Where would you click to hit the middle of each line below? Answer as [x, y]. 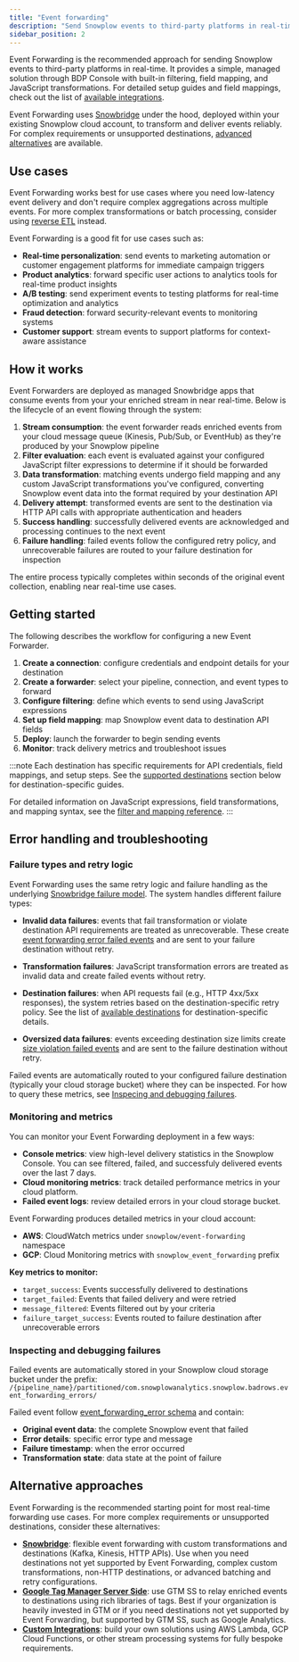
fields [32, 729]
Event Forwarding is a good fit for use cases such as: [107, 238]
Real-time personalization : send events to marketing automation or [146, 256]
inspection [41, 560]
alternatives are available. [56, 143]
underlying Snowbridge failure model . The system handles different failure [145, 893]
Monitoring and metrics [61, 1117]
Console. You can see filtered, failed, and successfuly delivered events [152, 1163]
